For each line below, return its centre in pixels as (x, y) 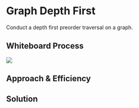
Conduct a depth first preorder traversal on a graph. (70, 27)
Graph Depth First (51, 11)
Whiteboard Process (45, 46)
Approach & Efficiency (48, 79)
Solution (22, 99)
